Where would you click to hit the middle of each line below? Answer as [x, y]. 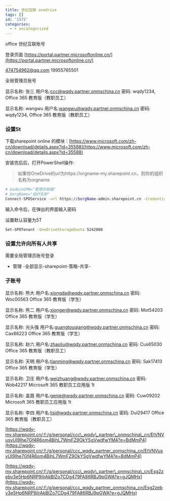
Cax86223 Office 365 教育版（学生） [44, 333]
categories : [18, 24]
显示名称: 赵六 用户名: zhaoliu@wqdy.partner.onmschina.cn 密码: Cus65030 [84, 344]
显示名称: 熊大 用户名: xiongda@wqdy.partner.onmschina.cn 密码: [73, 293]
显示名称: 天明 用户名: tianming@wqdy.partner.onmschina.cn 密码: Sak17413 [84, 361]
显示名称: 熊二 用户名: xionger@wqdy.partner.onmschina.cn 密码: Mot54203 [84, 310]
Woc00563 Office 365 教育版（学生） [45, 299]
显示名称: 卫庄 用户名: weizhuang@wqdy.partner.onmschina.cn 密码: [76, 378]
